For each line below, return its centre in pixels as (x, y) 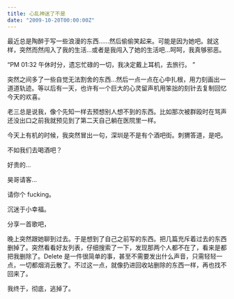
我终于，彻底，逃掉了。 (41, 288)
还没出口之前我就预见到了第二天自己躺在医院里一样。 (84, 120)
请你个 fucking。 (31, 194)
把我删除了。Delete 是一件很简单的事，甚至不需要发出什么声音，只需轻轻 (112, 256)
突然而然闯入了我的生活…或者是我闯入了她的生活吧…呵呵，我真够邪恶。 (122, 49)
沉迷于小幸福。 (29, 209)
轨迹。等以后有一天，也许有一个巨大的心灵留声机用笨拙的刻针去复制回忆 (123, 88)
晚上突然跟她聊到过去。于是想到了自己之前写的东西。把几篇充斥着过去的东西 (117, 238)
